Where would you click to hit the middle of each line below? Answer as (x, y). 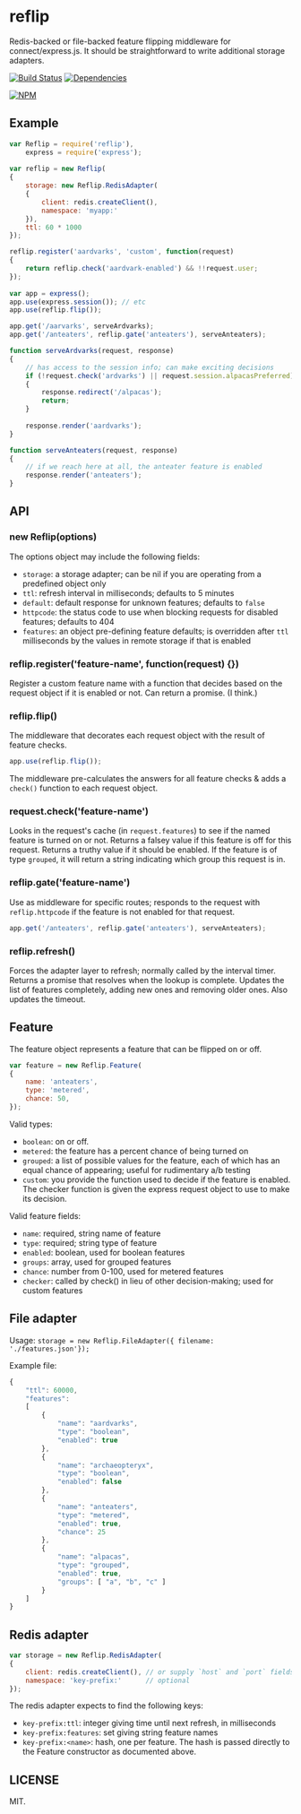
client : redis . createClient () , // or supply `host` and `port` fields (160, 1672)
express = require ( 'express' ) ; (84, 152)
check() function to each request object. (84, 788)
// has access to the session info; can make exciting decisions (150, 367)
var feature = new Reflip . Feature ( (76, 1065)
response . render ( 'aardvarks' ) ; (84, 426)
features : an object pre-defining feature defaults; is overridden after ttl (155, 631)
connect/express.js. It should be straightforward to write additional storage (147, 50)
